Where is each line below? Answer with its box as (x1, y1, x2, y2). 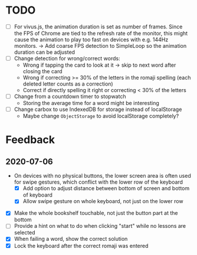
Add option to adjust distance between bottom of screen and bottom (22, 185, 190, 192)
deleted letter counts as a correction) (22, 80, 113, 87)
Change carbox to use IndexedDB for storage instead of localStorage (14, 106, 182, 113)
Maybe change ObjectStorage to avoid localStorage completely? (22, 113, 179, 120)
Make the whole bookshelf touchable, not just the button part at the (14, 210, 178, 217)
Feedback (5, 133, 55, 146)
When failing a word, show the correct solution (14, 236, 128, 243)
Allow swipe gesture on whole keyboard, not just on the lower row (22, 198, 183, 205)
